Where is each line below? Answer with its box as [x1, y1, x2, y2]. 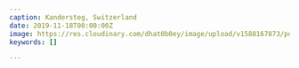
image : [9, 29, 34, 38]
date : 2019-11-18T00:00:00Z [9, 21, 114, 30]
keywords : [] [9, 37, 58, 47]
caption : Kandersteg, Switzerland [9, 12, 138, 22]
